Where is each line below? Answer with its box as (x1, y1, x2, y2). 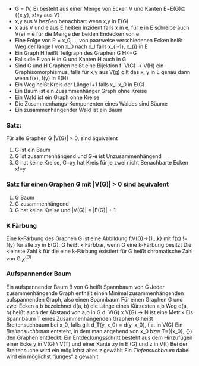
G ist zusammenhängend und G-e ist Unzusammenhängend (14, 153, 162, 160)
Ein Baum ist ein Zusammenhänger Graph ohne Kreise (14, 88, 147, 94)
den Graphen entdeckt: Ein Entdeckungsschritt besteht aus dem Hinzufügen (6, 334, 193, 341)
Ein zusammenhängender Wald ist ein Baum (14, 107, 123, 113)
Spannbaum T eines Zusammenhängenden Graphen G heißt (6, 315, 153, 322)
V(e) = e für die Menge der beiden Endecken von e (14, 30, 140, 38)
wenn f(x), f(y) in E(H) (14, 75, 68, 82)
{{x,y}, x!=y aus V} (14, 11, 61, 18)
